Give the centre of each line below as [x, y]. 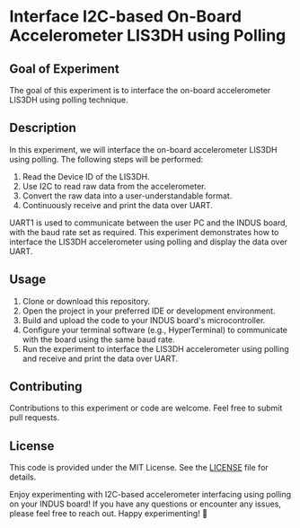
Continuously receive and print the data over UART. [118, 205]
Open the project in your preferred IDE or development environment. [149, 311]
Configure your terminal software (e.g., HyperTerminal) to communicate [155, 330]
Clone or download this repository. [86, 301]
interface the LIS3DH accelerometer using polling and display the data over [148, 242]
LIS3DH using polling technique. [69, 100]
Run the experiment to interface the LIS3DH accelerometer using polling [155, 348]
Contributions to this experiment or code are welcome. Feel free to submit [146, 408]
